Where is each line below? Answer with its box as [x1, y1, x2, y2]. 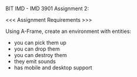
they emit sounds [13, 58, 56, 65]
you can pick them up [13, 39, 67, 46]
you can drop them [13, 45, 60, 52]
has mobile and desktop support [13, 64, 93, 71]
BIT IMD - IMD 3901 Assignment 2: [5, 5, 89, 12]
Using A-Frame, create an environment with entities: [5, 28, 131, 35]
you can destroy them [13, 52, 67, 58]
